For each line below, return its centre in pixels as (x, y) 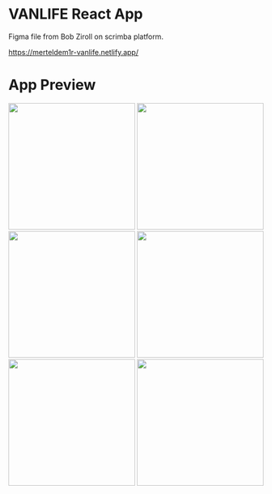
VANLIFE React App (76, 14)
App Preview (52, 85)
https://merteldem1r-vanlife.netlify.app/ (74, 52)
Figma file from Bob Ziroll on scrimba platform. (86, 36)
